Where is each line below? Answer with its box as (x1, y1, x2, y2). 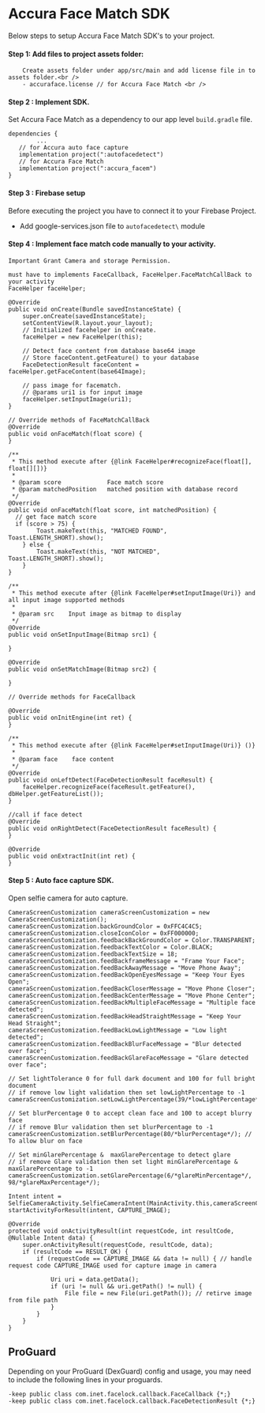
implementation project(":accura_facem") (18, 165, 157, 172)
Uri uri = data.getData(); (50, 1275, 140, 1283)
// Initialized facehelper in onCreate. (22, 326, 157, 334)
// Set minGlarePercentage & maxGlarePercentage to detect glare (8, 1150, 231, 1159)
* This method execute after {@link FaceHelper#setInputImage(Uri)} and (11, 589, 256, 597)
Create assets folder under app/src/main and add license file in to (22, 66, 256, 75)
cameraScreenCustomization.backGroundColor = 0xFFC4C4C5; (8, 922, 203, 930)
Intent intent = (8, 1192, 62, 1200)
